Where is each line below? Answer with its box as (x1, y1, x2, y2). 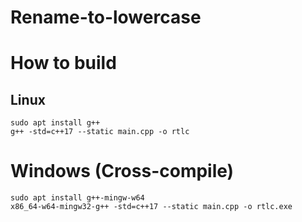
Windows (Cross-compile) (10, 160, 235, 183)
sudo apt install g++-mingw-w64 (10, 193, 145, 203)
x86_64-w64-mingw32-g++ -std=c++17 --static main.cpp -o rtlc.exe (10, 202, 293, 212)
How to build (10, 52, 117, 75)
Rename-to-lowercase (10, 6, 202, 29)
